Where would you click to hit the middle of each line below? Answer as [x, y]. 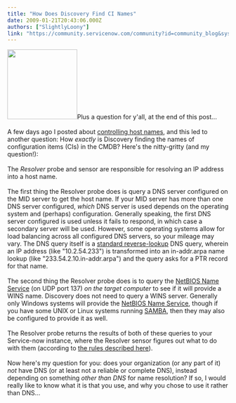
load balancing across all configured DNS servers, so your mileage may [111, 237]
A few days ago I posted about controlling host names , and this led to [107, 132]
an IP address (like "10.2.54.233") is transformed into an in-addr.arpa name [116, 251]
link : [15, 33]
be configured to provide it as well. [58, 318]
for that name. [28, 266]
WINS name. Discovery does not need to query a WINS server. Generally [112, 296]
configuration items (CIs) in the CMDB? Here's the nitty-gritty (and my [108, 147]
